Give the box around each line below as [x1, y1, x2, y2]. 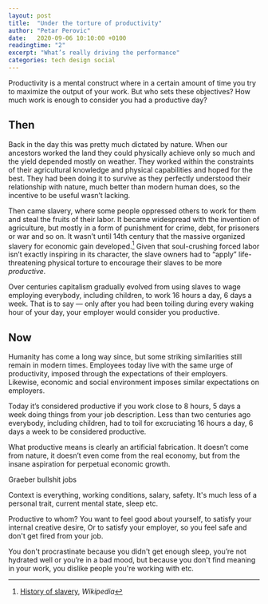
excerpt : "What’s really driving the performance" [8, 49, 180, 57]
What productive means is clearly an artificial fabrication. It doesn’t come [8, 443, 249, 452]
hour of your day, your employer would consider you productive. [8, 308, 220, 317]
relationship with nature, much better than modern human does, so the [8, 181, 241, 192]
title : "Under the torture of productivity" [8, 19, 162, 27]
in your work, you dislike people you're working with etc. [8, 564, 194, 574]
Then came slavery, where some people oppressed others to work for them [8, 205, 257, 216]
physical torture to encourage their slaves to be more [47, 258, 223, 268]
